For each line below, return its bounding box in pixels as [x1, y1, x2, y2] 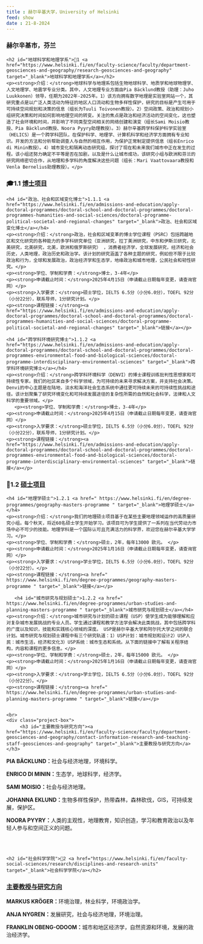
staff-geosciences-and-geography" [6, 741, 94, 747]
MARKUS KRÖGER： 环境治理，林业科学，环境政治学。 [6, 897, 144, 905]
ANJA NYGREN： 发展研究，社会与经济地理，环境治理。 [6, 911, 146, 918]
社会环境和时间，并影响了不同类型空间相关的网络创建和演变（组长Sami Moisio [15, 119, 185, 125]
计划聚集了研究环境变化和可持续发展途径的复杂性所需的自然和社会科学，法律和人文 [19, 391, 196, 397]
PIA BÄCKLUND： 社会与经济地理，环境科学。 [6, 758, 121, 765]
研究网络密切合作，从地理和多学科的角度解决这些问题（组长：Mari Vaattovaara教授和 [6, 157, 195, 164]
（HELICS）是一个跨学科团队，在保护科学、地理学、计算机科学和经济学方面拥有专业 [6, 132, 185, 138]
